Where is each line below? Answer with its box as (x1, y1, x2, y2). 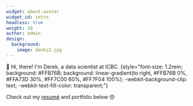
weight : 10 (6, 25, 33, 31)
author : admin (6, 31, 41, 37)
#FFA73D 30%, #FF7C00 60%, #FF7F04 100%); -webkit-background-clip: (6, 75, 188, 82)
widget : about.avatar (6, 8, 60, 15)
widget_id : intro (6, 14, 49, 20)
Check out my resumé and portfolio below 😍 (6, 93, 115, 100)
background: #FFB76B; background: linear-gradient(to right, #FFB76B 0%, (6, 69, 188, 77)
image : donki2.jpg (17, 47, 62, 53)
